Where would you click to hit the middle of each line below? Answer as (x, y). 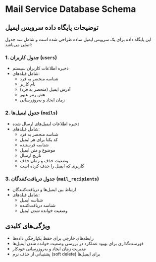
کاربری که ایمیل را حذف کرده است (52, 166)
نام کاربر (27, 84)
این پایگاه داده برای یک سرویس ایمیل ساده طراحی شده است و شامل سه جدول (78, 39)
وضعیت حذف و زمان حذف (44, 160)
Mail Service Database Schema (71, 9)
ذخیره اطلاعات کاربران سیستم (40, 68)
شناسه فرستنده (34, 144)
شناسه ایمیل (31, 200)
